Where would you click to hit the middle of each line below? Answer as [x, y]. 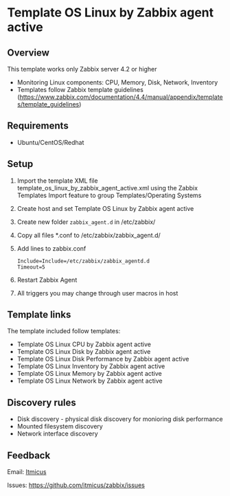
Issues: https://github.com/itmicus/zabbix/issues [76, 485]
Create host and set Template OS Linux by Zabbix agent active [105, 208]
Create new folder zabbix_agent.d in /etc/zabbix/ [86, 222]
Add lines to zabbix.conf [51, 248]
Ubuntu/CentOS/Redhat [50, 142]
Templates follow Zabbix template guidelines [80, 90]
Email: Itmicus [27, 472]
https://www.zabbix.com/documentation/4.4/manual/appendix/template [121, 97]
